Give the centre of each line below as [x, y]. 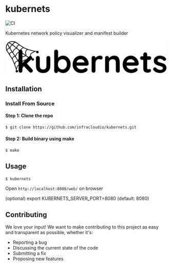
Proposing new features [38, 259]
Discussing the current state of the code [55, 248]
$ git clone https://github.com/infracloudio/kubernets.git [71, 127]
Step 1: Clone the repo [29, 116]
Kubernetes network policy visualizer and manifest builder [67, 33]
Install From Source [30, 103]
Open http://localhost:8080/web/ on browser [54, 188]
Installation [24, 89]
